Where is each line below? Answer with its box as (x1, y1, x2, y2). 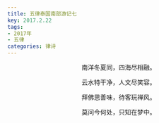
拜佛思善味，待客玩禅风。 (81, 93, 156, 101)
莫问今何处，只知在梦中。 (81, 108, 156, 116)
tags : (7, 23, 23, 30)
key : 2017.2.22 (7, 17, 52, 24)
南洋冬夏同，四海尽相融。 (81, 63, 156, 71)
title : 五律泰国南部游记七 (7, 10, 78, 18)
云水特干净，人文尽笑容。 (81, 78, 156, 86)
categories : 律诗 (7, 43, 57, 50)
